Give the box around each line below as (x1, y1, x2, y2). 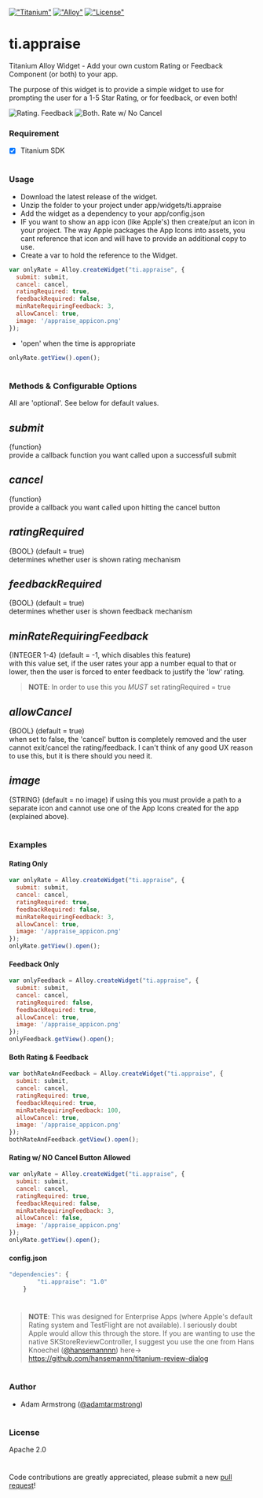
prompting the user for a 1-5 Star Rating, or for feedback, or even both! (9, 93, 238, 102)
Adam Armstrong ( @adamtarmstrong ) (20, 1399, 144, 1409)
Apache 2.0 (9, 1445, 46, 1455)
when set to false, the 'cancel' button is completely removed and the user (9, 735, 247, 744)
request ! (9, 1481, 36, 1490)
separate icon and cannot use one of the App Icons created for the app (9, 803, 239, 813)
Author (9, 1381, 37, 1392)
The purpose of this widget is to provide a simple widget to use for (9, 84, 225, 94)
